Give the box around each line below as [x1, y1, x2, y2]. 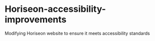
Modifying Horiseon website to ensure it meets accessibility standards [5, 30, 150, 36]
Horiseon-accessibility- [5, 3, 106, 15]
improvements [5, 14, 67, 25]
